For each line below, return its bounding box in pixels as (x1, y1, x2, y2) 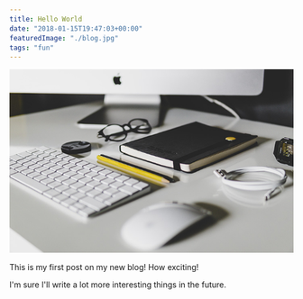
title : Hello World (9, 14, 83, 23)
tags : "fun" (9, 43, 54, 52)
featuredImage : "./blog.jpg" (9, 33, 119, 42)
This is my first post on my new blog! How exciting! (9, 261, 199, 272)
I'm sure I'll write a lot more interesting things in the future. (9, 279, 227, 290)
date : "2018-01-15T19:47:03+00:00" (9, 23, 143, 33)
